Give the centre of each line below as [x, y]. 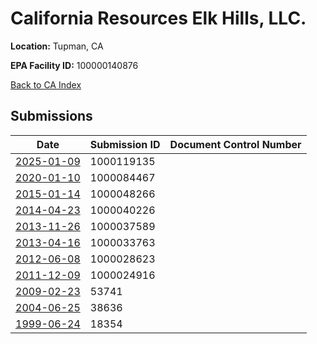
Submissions [51, 116]
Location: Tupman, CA [57, 46]
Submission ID [125, 144]
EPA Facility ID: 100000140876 [74, 65]
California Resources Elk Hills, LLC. [158, 18]
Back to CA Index [46, 84]
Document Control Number [235, 144]
